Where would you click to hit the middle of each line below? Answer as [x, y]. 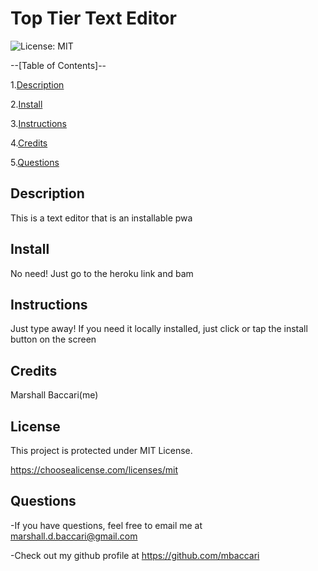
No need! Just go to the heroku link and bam [102, 273]
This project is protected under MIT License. [101, 450]
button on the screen [53, 339]
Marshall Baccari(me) [54, 395]
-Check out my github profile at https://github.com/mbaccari [135, 555]
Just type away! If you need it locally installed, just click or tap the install [159, 329]
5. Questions [35, 162]
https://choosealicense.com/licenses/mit [94, 470]
